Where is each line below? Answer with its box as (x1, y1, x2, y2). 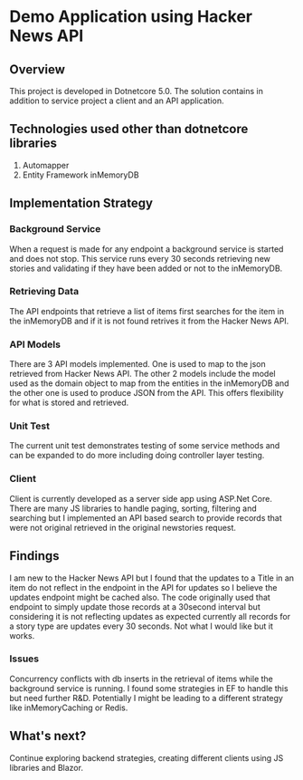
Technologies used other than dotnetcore (9, 121, 249, 137)
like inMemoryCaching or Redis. (9, 702, 128, 713)
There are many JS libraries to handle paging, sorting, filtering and (9, 503, 258, 514)
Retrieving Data (9, 285, 80, 298)
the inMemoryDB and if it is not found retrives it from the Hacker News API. (9, 315, 289, 326)
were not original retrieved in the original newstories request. (9, 522, 237, 533)
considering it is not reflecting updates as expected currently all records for (9, 611, 291, 621)
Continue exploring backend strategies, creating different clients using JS (9, 752, 284, 763)
